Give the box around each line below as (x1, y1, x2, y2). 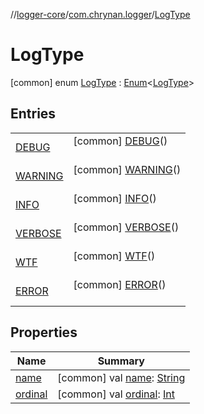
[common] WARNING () (73, 162, 182, 176)
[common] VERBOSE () (73, 220, 180, 234)
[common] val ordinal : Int (57, 387, 175, 401)
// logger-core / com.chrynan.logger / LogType (10, 9, 191, 20)
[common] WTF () (73, 249, 156, 263)
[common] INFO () (73, 191, 157, 205)
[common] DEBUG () (73, 134, 168, 148)
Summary (97, 354, 145, 368)
